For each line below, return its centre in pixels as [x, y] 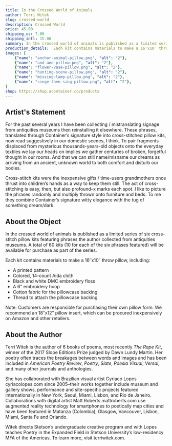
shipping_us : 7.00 [25, 34]
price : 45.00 [19, 29]
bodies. [13, 168]
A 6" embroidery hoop [36, 287]
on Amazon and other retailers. [38, 319]
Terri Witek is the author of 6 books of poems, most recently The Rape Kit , [84, 347]
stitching [15, 189]
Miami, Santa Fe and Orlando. [37, 417]
